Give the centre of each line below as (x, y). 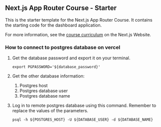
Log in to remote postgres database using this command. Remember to (84, 105)
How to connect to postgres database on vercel (63, 47)
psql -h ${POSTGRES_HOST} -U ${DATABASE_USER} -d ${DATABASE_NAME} (82, 120)
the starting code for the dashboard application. (54, 25)
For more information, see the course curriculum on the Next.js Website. (78, 34)
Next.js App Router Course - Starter (61, 8)
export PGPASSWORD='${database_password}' (56, 67)
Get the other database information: (48, 76)
